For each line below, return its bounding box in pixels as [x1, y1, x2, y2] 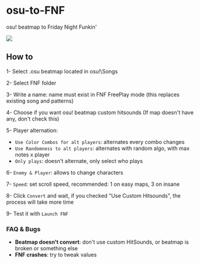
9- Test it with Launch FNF [6, 210, 69, 217]
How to [6, 52, 33, 62]
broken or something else [14, 245, 78, 252]
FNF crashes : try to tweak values [14, 251, 97, 259]
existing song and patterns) [6, 97, 74, 105]
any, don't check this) [6, 115, 60, 122]
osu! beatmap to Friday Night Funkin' [6, 23, 97, 30]
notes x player [14, 151, 50, 158]
